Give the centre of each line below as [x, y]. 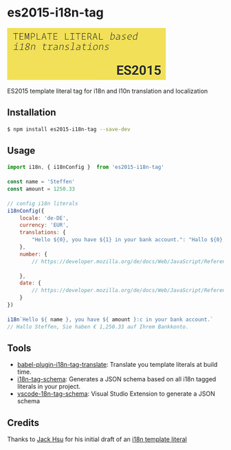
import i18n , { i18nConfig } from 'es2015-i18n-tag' [86, 167]
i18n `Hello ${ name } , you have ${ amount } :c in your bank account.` [110, 319]
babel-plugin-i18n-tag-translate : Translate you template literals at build [117, 365]
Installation [32, 112]
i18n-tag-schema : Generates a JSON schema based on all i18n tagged [117, 379]
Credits [23, 423]
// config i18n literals [43, 203]
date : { [30, 283]
